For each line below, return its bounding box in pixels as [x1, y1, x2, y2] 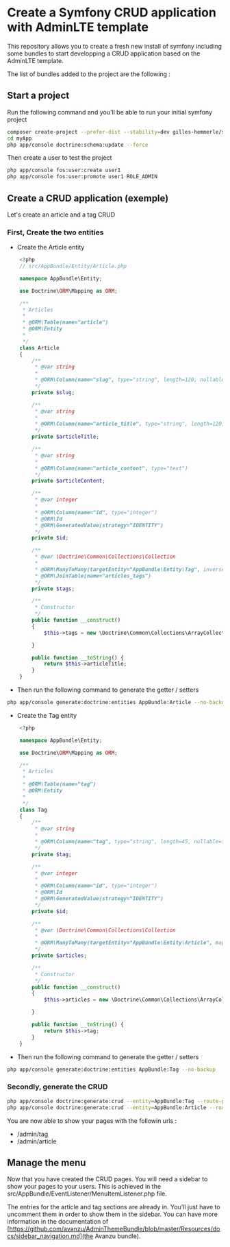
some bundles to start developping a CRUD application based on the [7, 49, 201, 58]
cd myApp [7, 135, 32, 142]
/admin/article [16, 1137, 57, 1146]
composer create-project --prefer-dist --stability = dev [7, 128, 170, 135]
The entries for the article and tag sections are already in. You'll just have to [7, 1203, 220, 1211]
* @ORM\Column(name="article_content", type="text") [34, 465, 188, 472]
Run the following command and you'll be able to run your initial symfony [7, 108, 213, 116]
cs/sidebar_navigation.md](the [7, 1232, 94, 1240]
